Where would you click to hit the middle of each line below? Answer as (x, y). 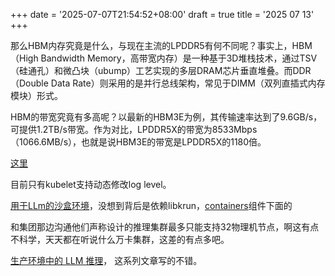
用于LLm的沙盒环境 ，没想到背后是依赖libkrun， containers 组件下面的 (151, 205)
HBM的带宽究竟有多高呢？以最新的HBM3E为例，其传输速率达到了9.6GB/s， (166, 117)
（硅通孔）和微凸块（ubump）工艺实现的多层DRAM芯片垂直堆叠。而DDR (161, 70)
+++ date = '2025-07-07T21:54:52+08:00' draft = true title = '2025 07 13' (162, 14)
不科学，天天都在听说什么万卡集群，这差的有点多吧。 (120, 239)
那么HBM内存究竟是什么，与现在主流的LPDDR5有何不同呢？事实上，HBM (161, 45)
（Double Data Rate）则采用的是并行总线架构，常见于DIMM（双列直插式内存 (168, 83)
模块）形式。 (36, 95)
